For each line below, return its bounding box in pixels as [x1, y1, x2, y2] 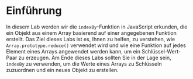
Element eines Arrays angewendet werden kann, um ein [6, 48, 140, 55]
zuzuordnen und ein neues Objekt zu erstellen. [6, 66, 119, 73]
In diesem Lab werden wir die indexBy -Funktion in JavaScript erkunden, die [6, 23, 188, 30]
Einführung [6, 4, 62, 17]
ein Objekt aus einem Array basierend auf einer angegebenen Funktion [6, 29, 177, 36]
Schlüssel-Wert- [141, 48, 181, 55]
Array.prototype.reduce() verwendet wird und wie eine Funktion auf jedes [6, 42, 186, 49]
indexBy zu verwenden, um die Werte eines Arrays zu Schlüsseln [6, 60, 162, 67]
